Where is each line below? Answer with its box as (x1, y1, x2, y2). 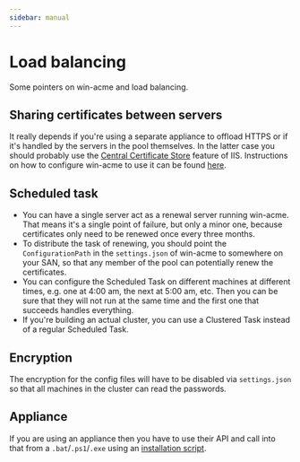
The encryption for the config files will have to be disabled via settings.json (9, 374, 292, 384)
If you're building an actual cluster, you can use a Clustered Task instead (21, 315, 291, 326)
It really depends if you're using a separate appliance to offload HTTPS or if (9, 131, 288, 142)
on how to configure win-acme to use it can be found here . (9, 160, 227, 170)
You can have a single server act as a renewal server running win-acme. (21, 210, 289, 221)
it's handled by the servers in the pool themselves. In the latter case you (9, 141, 275, 152)
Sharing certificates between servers (9, 107, 223, 122)
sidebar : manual (9, 13, 70, 22)
